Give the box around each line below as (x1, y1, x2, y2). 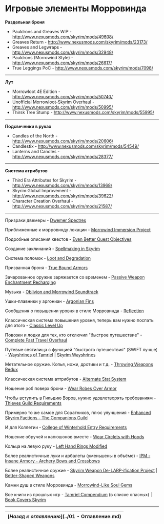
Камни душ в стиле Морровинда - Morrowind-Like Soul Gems (5, 482, 133, 488)
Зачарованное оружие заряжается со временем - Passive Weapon (5, 274, 145, 280)
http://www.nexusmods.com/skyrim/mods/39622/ (12, 193, 113, 199)
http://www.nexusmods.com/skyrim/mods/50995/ (12, 104, 113, 110)
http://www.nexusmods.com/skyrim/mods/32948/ (12, 49, 114, 55)
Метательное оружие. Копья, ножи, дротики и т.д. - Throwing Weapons (5, 361, 153, 367)
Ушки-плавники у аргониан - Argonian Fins (5, 298, 94, 304)
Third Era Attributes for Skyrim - (12, 177, 77, 183)
